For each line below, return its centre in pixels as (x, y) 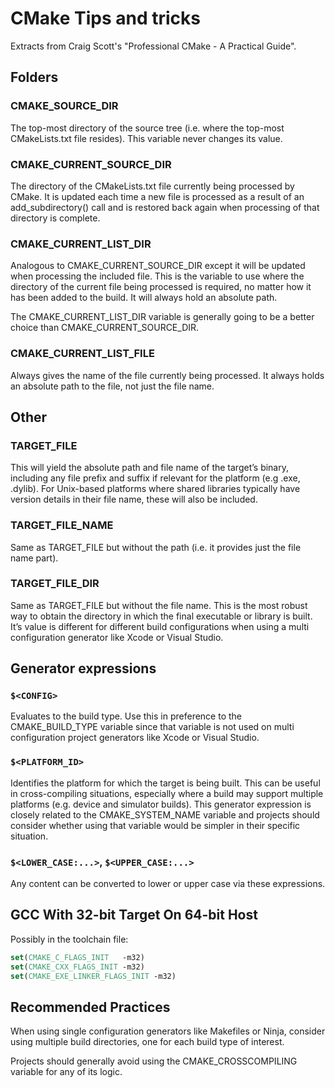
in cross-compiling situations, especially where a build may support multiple (167, 793)
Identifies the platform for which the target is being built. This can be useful (165, 783)
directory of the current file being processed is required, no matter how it (161, 287)
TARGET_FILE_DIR (55, 584)
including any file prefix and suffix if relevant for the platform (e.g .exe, (155, 478)
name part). (34, 558)
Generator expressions (83, 668)
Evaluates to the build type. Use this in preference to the (126, 716)
